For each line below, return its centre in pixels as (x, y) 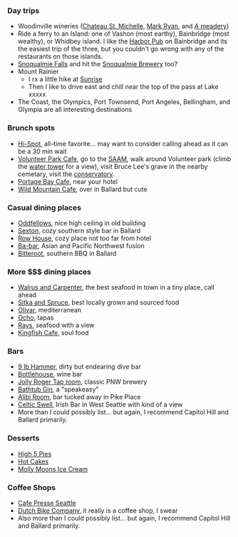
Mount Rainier (38, 72)
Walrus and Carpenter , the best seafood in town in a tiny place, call (116, 287)
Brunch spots (31, 128)
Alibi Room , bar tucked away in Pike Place (79, 397)
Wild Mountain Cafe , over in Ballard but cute (82, 189)
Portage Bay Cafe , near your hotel (68, 181)
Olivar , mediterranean (50, 310)
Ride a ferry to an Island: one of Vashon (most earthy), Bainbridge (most (123, 34)
